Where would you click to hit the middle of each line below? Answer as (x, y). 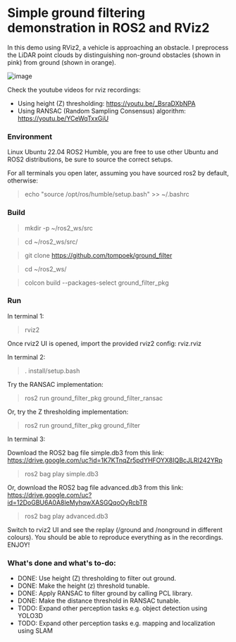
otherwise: (23, 180)
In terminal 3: (26, 439)
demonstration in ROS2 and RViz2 (108, 28)
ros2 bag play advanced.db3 (66, 516)
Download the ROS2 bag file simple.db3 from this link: (86, 452)
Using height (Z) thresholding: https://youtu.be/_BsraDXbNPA (106, 103)
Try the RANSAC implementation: (55, 384)
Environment (30, 137)
